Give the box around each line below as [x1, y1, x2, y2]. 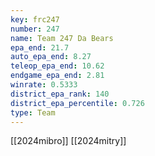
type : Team [10, 107, 56, 118]
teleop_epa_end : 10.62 [10, 61, 105, 71]
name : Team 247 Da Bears [10, 33, 114, 43]
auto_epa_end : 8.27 [10, 52, 92, 62]
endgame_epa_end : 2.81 [10, 71, 105, 81]
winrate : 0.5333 [10, 80, 78, 90]
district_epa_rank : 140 [10, 89, 110, 99]
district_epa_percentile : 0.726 [10, 98, 145, 108]
